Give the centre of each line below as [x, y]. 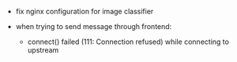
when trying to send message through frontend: [94, 26]
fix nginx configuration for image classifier [85, 11]
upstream [43, 50]
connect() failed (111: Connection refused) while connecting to [128, 42]
